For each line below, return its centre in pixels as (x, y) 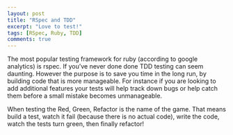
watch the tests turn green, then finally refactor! (76, 124)
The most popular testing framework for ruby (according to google (103, 59)
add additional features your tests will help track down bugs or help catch (112, 89)
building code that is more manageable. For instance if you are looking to (112, 81)
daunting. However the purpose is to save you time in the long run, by (107, 74)
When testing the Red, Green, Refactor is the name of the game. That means (116, 109)
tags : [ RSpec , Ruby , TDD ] (45, 33)
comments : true (29, 39)
